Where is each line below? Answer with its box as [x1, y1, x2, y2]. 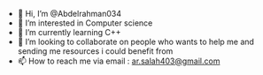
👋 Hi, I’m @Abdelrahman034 [17, 9, 122, 19]
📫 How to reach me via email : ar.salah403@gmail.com [17, 56, 220, 66]
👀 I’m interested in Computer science [17, 18, 153, 28]
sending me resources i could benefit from [17, 46, 174, 56]
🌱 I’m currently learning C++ [17, 27, 121, 37]
